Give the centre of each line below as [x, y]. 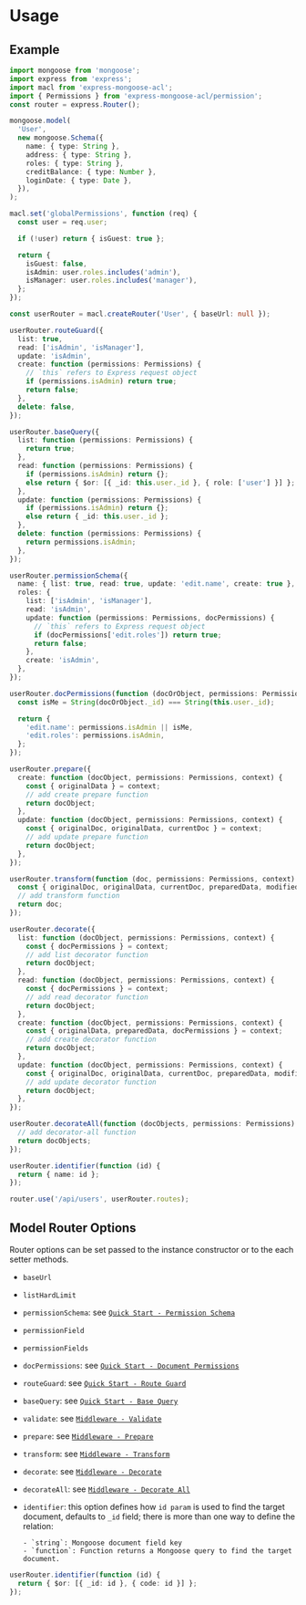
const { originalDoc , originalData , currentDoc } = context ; [144, 829]
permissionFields [56, 1348]
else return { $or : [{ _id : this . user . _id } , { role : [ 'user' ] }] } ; [161, 483]
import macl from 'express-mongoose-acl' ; [91, 88]
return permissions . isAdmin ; [81, 542]
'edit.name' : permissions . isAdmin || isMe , [110, 727]
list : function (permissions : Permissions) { [106, 440]
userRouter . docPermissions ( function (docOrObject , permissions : [134, 693]
